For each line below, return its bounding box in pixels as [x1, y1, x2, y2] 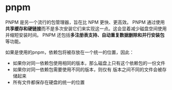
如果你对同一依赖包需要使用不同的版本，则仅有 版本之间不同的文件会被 [12, 66, 162, 73]
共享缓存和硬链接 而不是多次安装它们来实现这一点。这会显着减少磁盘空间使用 [5, 25, 167, 32]
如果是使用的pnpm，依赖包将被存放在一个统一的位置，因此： [5, 49, 134, 55]
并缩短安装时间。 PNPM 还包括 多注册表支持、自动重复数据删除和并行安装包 [5, 32, 165, 38]
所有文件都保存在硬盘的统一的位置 [12, 79, 85, 85]
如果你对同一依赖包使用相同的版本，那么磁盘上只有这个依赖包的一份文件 [12, 60, 165, 66]
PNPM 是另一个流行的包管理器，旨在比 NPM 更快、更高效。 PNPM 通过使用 [5, 19, 165, 25]
